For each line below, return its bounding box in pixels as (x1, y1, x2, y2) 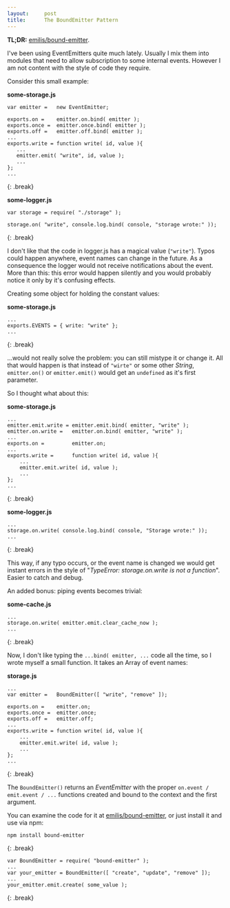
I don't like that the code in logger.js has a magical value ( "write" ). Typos (7, 247, 215, 255)
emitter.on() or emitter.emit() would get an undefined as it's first (7, 368, 196, 376)
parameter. (7, 376, 39, 384)
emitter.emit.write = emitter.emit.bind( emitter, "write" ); (7, 422, 189, 429)
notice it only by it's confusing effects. (7, 276, 116, 284)
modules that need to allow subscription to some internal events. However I (7, 56, 221, 64)
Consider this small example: (7, 77, 90, 85)
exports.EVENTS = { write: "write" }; (7, 322, 118, 329)
